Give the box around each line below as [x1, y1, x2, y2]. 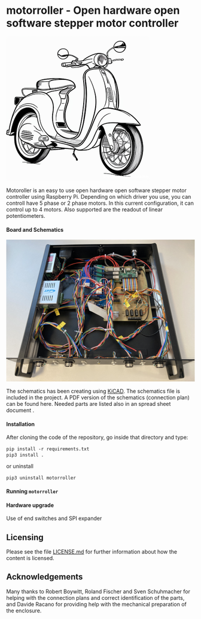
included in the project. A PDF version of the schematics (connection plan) [6, 394, 190, 401]
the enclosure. [6, 607, 42, 614]
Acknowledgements [6, 572, 83, 582]
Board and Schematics [6, 226, 64, 233]
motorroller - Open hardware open [6, 4, 180, 17]
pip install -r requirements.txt [6, 446, 90, 452]
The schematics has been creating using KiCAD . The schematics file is [6, 388, 181, 395]
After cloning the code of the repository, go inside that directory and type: [6, 433, 188, 441]
